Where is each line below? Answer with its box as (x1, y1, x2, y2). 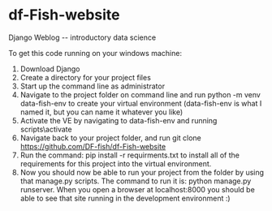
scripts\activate (19, 124, 72, 134)
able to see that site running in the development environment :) (19, 193, 231, 203)
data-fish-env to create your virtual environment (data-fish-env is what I (19, 98, 262, 108)
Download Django (19, 63, 80, 74)
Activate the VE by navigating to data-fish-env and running (19, 115, 218, 125)
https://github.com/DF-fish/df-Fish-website (19, 141, 166, 151)
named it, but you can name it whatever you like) (19, 107, 183, 117)
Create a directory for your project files (19, 72, 152, 82)
